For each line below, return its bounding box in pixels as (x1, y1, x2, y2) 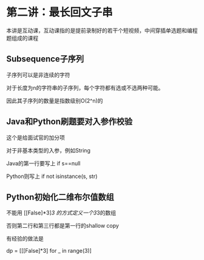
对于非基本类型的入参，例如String (6, 146, 91, 154)
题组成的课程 (6, 34, 38, 41)
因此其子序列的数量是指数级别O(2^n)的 (6, 97, 103, 104)
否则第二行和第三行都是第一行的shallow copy (6, 222, 120, 230)
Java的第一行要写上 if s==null (6, 159, 81, 167)
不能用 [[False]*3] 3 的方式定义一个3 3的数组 (6, 209, 117, 216)
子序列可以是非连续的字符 (6, 71, 70, 78)
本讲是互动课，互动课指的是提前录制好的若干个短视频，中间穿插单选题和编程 (6, 27, 198, 34)
